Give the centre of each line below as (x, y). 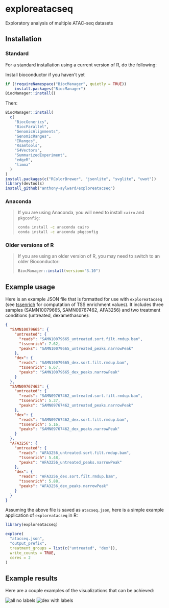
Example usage (30, 287)
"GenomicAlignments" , (37, 131)
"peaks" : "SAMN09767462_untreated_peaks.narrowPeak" (76, 406)
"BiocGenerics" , (32, 122)
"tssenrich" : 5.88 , (39, 482)
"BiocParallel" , (32, 126)
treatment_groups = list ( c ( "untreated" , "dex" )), (64, 548)
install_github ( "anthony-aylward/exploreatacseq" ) (60, 188)
